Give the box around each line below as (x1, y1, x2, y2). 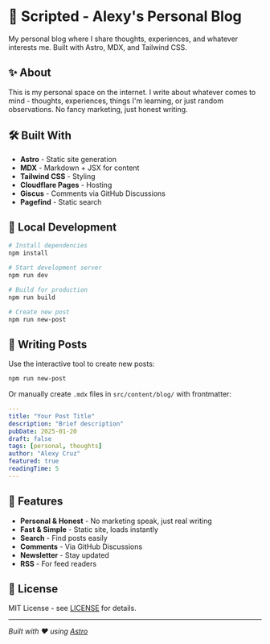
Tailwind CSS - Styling (19, 171, 96, 181)
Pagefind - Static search (19, 197, 102, 206)
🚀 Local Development (8, 220, 117, 234)
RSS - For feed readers (19, 559, 97, 568)
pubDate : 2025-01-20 (8, 427, 78, 435)
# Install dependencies (8, 242, 88, 250)
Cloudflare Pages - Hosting (19, 180, 112, 189)
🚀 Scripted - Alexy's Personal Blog (8, 7, 243, 26)
